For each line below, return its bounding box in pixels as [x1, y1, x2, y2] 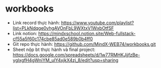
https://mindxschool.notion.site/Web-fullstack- [38, 30, 136, 36]
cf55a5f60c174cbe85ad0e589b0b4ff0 [12, 36, 93, 42]
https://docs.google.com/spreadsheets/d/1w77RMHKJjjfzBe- [12, 51, 140, 58]
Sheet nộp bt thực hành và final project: [12, 46, 96, 52]
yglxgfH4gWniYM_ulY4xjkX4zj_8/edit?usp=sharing [12, 57, 119, 63]
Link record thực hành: [12, 20, 60, 26]
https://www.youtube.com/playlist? [61, 20, 134, 26]
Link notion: [12, 30, 37, 36]
